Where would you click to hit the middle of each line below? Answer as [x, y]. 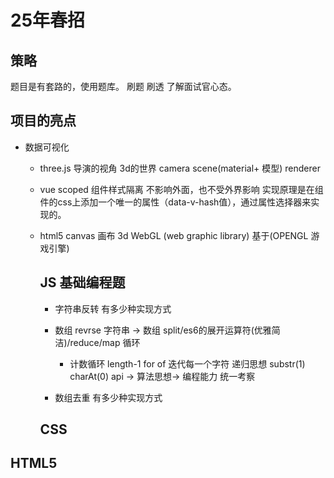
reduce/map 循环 [105, 342]
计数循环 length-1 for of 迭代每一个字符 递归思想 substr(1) [187, 363]
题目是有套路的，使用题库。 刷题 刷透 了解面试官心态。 [123, 86]
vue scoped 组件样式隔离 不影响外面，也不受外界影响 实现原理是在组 [181, 189]
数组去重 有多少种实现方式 [108, 397]
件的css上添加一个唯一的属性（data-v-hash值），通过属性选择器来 [175, 202]
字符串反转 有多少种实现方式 [113, 308]
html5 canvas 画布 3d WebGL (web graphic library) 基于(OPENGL [174, 235]
